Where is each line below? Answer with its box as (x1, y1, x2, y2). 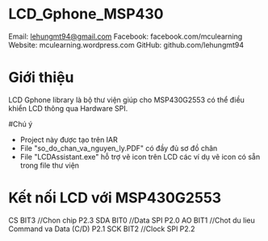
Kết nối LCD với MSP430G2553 (8, 189, 222, 207)
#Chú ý (8, 118, 33, 129)
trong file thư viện (19, 160, 79, 170)
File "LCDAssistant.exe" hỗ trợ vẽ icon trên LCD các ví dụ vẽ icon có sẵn (19, 152, 261, 161)
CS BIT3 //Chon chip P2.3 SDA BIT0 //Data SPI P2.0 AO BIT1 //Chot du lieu (8, 215, 256, 225)
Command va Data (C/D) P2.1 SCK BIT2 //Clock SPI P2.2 (8, 223, 195, 234)
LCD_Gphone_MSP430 (8, 5, 164, 23)
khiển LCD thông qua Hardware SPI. (8, 103, 128, 113)
